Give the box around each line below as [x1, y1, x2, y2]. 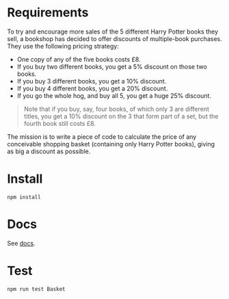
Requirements [7, 5, 89, 21]
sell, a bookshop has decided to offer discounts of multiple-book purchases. [7, 34, 222, 42]
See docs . [7, 239, 36, 247]
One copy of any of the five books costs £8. [16, 55, 142, 63]
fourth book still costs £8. [23, 119, 96, 127]
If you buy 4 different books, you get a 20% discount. [16, 84, 168, 92]
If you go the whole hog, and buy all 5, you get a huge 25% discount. [16, 91, 212, 100]
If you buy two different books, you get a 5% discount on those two [16, 62, 207, 70]
